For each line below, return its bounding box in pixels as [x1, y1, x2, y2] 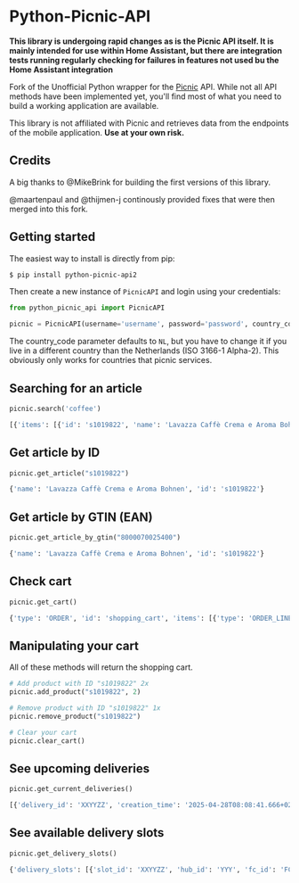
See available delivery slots [9, 825, 165, 840]
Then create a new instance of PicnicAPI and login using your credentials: [9, 286, 281, 297]
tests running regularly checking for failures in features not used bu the [9, 54, 279, 65]
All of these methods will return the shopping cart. [9, 662, 193, 673]
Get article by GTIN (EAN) [9, 509, 153, 524]
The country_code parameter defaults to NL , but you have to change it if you [9, 336, 287, 347]
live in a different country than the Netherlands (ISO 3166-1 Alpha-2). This [9, 345, 279, 356]
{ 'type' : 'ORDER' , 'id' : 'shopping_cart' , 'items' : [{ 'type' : [9, 614, 245, 623]
